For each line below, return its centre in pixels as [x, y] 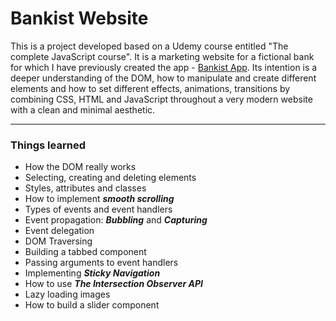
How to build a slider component [92, 305]
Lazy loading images [67, 294]
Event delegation [59, 231]
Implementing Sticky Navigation [92, 273]
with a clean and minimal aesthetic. [83, 109]
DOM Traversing [58, 241]
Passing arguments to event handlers [101, 263]
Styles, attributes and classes [85, 188]
